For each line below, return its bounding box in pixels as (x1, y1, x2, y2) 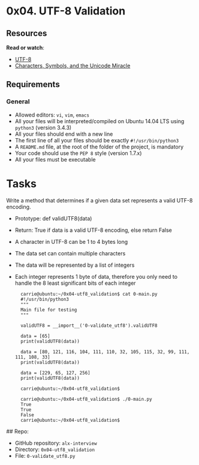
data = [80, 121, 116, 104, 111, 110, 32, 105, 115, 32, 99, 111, (20, 348, 190, 355)
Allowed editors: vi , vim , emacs (14, 111, 90, 118)
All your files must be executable (14, 156, 96, 163)
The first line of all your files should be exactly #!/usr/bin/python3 (14, 136, 179, 144)
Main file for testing (20, 306, 77, 313)
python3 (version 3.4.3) (14, 124, 72, 131)
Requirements (6, 79, 60, 90)
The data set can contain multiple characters (14, 249, 126, 257)
